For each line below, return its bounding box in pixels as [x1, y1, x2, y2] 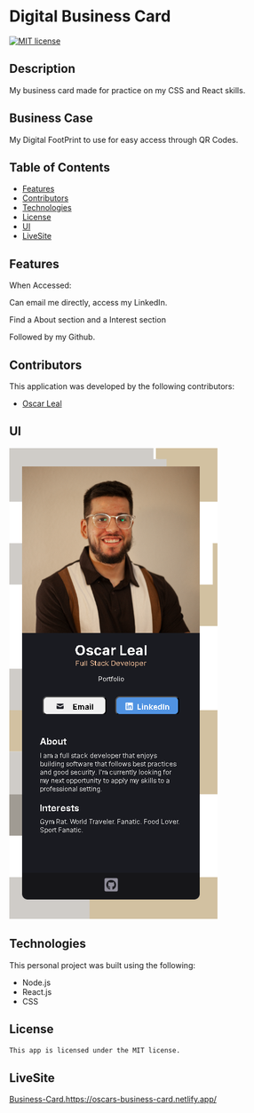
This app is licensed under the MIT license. [9, 1046, 180, 1055]
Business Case [9, 111, 93, 126]
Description [9, 61, 75, 76]
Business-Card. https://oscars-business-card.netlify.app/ [9, 1094, 218, 1105]
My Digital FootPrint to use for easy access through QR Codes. [9, 134, 239, 145]
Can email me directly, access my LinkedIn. [9, 298, 168, 308]
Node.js [21, 977, 52, 988]
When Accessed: [9, 280, 72, 290]
